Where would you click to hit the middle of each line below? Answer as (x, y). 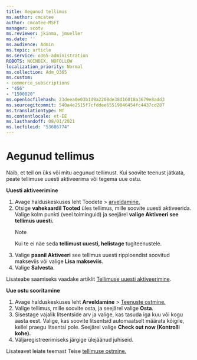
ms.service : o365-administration (47, 56)
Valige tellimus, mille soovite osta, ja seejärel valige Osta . (84, 308)
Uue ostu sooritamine (33, 290)
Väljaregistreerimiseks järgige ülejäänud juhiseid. (74, 339)
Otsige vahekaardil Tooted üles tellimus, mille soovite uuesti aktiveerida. (103, 208)
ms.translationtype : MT (35, 111)
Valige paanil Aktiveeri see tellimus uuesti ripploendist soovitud (92, 255)
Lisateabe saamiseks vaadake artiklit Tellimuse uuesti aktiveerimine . (89, 279)
